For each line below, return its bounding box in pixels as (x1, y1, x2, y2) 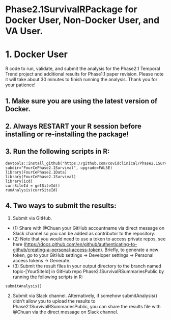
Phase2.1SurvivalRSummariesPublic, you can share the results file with (12, 303, 161, 309)
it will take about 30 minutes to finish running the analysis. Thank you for (5, 77, 158, 83)
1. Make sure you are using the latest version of (5, 96, 158, 105)
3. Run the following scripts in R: (5, 147, 110, 156)
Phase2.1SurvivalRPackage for (5, 4, 137, 15)
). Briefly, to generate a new (100, 247, 159, 253)
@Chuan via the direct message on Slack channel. (12, 309, 119, 315)
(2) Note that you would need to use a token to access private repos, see (12, 236, 166, 242)
